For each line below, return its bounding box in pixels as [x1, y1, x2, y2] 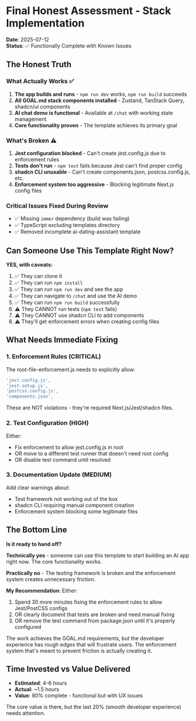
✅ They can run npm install [14, 279, 83, 286]
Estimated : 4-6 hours [14, 679, 67, 687]
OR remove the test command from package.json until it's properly [14, 617, 176, 624]
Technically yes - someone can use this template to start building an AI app [6, 551, 189, 558]
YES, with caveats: [6, 261, 53, 268]
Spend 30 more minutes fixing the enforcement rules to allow [14, 598, 163, 605]
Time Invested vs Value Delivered [6, 664, 130, 674]
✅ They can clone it [14, 273, 63, 280]
